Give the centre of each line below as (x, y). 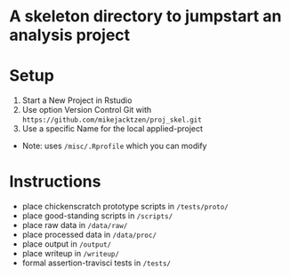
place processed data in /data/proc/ (89, 235)
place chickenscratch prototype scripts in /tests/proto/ (125, 207)
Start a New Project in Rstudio (77, 100)
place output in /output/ (67, 244)
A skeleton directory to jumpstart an (145, 16)
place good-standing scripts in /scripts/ (97, 216)
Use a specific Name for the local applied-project (112, 129)
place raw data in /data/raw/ (75, 225)
